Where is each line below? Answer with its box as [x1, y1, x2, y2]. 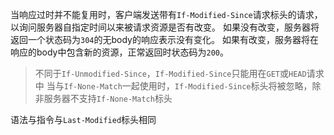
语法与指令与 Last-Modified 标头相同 [10, 114, 157, 125]
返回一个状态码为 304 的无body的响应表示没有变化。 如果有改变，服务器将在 [10, 34, 319, 45]
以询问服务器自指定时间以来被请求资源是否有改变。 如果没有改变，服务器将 [10, 21, 320, 33]
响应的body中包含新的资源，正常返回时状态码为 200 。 [10, 46, 229, 58]
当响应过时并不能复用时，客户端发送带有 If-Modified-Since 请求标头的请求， [10, 9, 323, 20]
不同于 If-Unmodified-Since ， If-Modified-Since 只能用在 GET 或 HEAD [34, 68, 307, 79]
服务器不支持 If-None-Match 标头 [43, 93, 173, 104]
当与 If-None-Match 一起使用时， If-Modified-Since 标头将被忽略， [46, 80, 313, 92]
